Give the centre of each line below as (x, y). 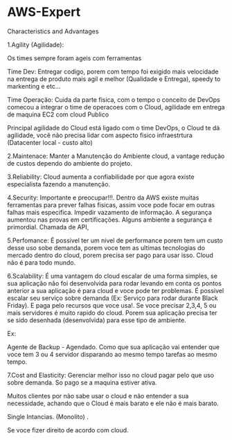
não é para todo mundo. (42, 262)
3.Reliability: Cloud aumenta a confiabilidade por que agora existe (101, 177)
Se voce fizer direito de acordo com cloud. (68, 430)
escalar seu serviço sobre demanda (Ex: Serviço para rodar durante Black (113, 298)
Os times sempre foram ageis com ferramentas (74, 58)
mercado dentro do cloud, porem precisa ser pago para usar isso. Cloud (110, 255)
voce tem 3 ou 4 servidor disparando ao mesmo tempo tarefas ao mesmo (112, 354)
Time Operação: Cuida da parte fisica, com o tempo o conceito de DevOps (114, 99)
